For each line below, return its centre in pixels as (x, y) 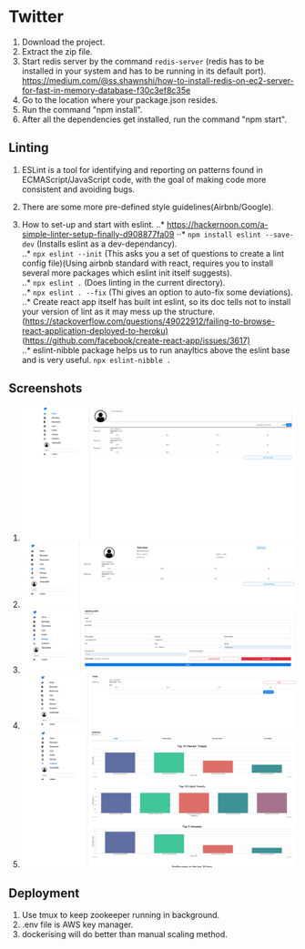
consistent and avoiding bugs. (78, 189)
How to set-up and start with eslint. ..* (93, 224)
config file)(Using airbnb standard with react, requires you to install (147, 263)
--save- (279, 235)
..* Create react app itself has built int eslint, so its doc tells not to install (156, 301)
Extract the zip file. (57, 51)
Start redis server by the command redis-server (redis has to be (143, 61)
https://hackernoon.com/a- (218, 224)
